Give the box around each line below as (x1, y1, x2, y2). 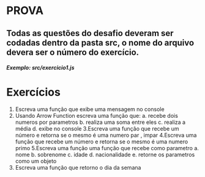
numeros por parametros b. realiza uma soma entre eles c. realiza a (15, 118, 185, 126)
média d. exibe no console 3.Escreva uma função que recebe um (15, 125, 179, 132)
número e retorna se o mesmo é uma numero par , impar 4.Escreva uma (15, 132, 197, 139)
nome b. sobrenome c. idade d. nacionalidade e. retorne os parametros (15, 151, 195, 159)
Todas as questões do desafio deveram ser (6, 28, 174, 38)
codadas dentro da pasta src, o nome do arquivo (6, 37, 195, 48)
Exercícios (6, 85, 61, 99)
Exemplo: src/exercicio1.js (6, 64, 75, 71)
